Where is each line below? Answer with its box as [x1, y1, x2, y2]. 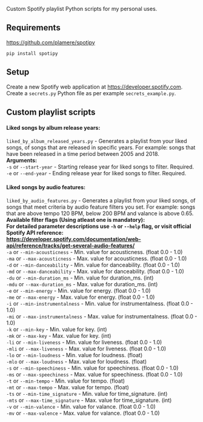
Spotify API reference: [6, 229, 64, 236]
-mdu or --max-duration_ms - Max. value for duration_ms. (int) [6, 281, 158, 288]
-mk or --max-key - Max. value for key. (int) [6, 332, 111, 340]
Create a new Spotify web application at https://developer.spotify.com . [6, 83, 183, 90]
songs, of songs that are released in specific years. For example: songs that [6, 144, 196, 151]
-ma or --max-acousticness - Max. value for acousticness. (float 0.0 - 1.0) [6, 255, 187, 263]
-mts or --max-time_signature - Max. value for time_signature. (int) [6, 397, 172, 404]
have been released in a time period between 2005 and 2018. [6, 150, 159, 158]
